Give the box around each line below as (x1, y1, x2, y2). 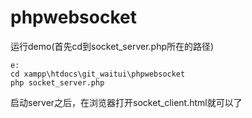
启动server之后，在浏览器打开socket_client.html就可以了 (10, 96, 243, 108)
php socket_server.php (10, 77, 105, 88)
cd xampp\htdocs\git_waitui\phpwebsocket (10, 69, 186, 79)
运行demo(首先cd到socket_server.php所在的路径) (10, 40, 215, 52)
